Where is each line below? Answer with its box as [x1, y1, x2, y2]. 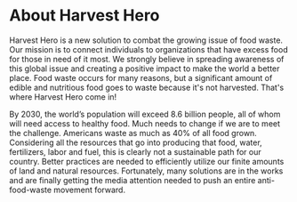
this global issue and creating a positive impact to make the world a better [9, 63, 280, 74]
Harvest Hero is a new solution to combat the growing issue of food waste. [9, 35, 283, 45]
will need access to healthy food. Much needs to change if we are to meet [9, 117, 281, 129]
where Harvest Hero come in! [9, 91, 117, 102]
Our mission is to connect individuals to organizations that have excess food [9, 44, 288, 54]
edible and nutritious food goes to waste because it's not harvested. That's [9, 82, 285, 93]
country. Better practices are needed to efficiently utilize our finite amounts [9, 156, 285, 166]
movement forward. [52, 184, 126, 195]
